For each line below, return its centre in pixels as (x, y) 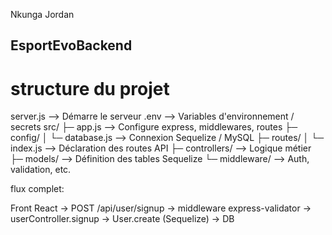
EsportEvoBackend (71, 45)
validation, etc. (41, 170)
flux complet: (37, 189)
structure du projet (90, 88)
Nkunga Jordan (42, 14)
